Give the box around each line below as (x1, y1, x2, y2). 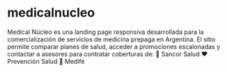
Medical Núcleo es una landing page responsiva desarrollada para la (7, 28, 204, 36)
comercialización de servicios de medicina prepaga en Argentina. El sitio (7, 35, 216, 43)
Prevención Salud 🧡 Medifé (7, 57, 85, 65)
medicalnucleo (7, 5, 95, 21)
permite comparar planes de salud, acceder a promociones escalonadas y (7, 42, 221, 51)
